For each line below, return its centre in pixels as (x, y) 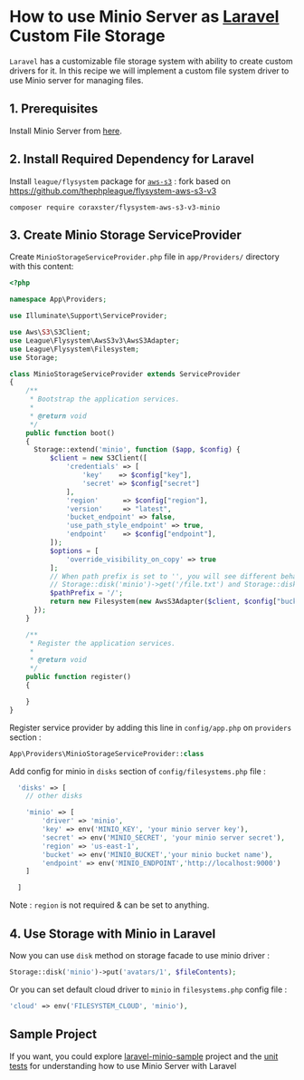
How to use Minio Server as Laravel (144, 17)
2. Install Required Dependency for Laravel (132, 159)
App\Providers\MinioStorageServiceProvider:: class (107, 754)
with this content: (42, 267)
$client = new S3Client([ (98, 458)
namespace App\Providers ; (58, 300)
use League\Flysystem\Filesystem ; (75, 349)
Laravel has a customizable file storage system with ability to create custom (151, 61)
